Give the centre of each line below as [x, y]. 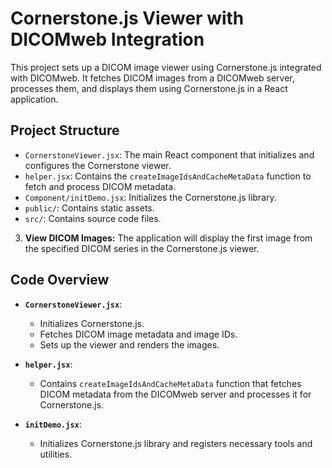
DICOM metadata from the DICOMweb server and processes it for [175, 394]
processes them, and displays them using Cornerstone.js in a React [149, 88]
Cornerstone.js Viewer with [127, 18]
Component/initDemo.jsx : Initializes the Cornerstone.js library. [150, 197]
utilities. [56, 454]
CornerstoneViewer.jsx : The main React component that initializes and [169, 154]
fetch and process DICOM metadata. [100, 186]
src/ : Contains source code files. [93, 218]
